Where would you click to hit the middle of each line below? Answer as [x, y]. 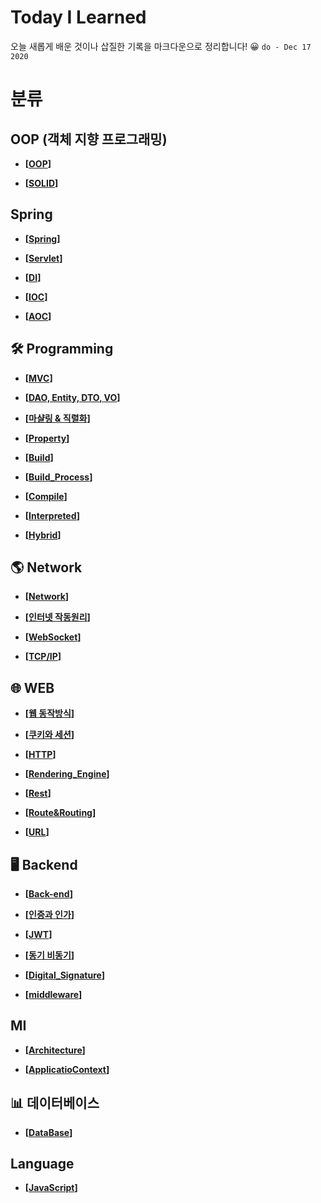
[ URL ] [37, 832]
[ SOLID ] [41, 183]
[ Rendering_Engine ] [67, 774]
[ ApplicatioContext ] [67, 1069]
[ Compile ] [46, 496]
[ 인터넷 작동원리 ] [57, 617]
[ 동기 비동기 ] [49, 955]
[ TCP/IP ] [43, 657]
